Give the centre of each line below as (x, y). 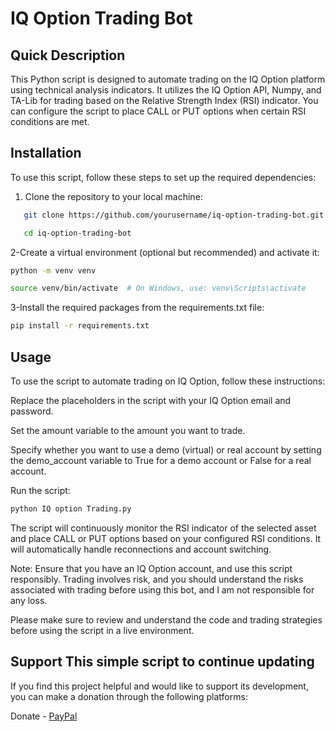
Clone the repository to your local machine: (113, 196)
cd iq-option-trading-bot (77, 233)
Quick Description (68, 55)
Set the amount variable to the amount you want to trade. (128, 430)
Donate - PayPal (44, 716)
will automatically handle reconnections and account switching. (141, 549)
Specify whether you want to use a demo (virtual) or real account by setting (166, 450)
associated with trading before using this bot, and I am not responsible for (162, 589)
